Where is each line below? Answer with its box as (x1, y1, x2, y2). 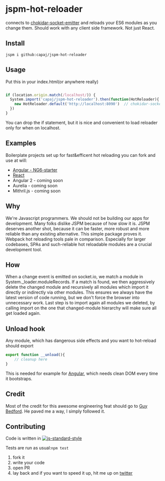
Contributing (5, 422, 46, 431)
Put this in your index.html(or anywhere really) (5, 79, 99, 85)
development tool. (5, 246, 42, 252)
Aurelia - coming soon (12, 182, 58, 188)
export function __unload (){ (5, 353, 65, 358)
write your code (12, 460, 45, 466)
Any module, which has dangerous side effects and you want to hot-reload (5, 338, 156, 344)
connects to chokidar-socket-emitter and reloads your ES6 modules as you (5, 20, 157, 26)
